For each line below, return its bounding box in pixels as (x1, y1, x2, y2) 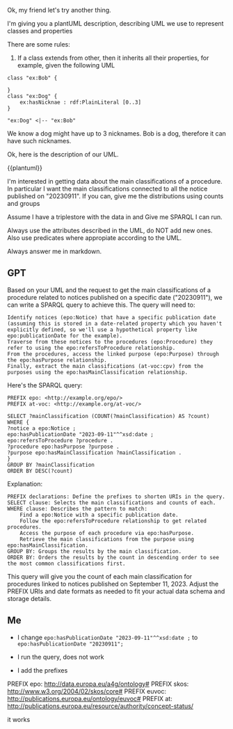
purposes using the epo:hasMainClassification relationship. (7, 369, 188, 376)
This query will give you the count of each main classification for (7, 572, 193, 580)
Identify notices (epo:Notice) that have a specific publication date (7, 314, 216, 321)
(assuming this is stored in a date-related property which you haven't (7, 320, 223, 327)
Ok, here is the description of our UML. (7, 150, 120, 159)
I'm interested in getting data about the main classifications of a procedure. (7, 177, 223, 185)
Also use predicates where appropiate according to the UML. (7, 234, 182, 242)
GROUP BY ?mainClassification (7, 461, 95, 468)
